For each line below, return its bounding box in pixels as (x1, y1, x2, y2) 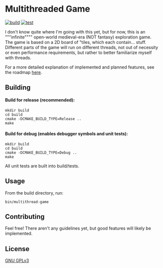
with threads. (5, 54, 32, 60)
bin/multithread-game (5, 199, 49, 204)
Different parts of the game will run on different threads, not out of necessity (5, 44, 158, 50)
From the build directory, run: (5, 190, 64, 196)
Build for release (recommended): (5, 97, 75, 103)
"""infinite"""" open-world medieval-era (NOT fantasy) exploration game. (5, 34, 152, 40)
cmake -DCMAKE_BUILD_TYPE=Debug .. (5, 150, 77, 155)
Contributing (5, 213, 45, 221)
